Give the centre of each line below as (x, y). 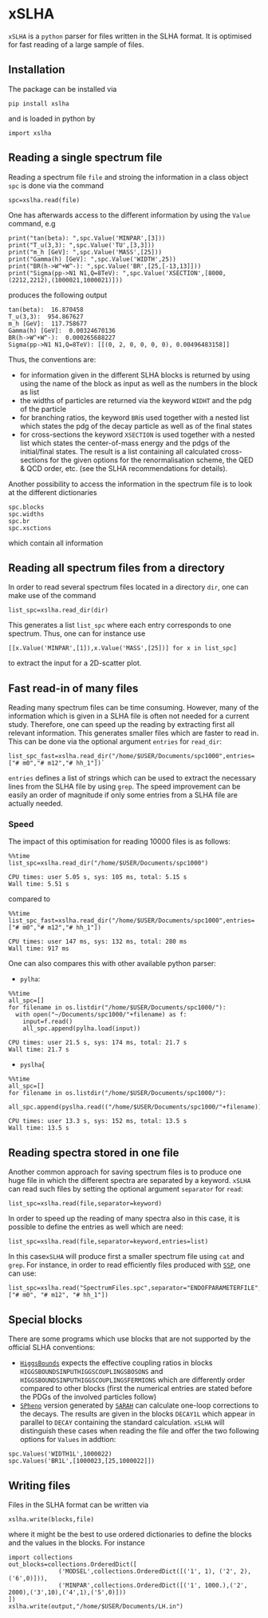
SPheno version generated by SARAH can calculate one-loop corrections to (139, 1405)
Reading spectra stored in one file (94, 1153)
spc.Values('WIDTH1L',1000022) (60, 1454)
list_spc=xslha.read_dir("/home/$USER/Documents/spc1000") (108, 863)
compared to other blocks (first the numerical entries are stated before (136, 1388)
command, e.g (32, 223)
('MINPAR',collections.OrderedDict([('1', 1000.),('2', (153, 1585)
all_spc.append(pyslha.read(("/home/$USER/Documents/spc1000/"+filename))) (137, 1107)
